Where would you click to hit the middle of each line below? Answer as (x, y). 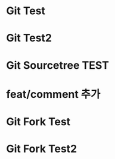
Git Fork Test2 (42, 149)
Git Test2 (29, 38)
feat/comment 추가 (53, 94)
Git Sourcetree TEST (57, 65)
